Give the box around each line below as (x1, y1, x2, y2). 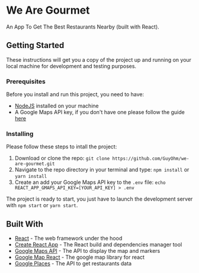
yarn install (14, 173, 47, 180)
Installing (6, 129, 34, 138)
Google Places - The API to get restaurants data (14, 260, 132, 267)
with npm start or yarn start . (6, 202, 78, 209)
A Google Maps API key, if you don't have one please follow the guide (14, 109, 185, 116)
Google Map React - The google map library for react (14, 253, 145, 261)
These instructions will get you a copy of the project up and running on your (6, 56, 191, 63)
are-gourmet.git (14, 161, 55, 167)
